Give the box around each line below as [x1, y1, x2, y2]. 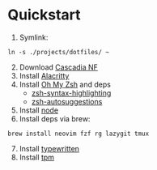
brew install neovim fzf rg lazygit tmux [7, 130, 150, 138]
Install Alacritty [19, 70, 70, 80]
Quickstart [7, 6, 82, 24]
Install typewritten [19, 143, 80, 153]
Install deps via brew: [19, 113, 91, 123]
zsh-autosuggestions [31, 96, 103, 106]
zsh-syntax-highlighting [31, 87, 112, 98]
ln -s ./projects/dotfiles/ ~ [7, 48, 110, 56]
